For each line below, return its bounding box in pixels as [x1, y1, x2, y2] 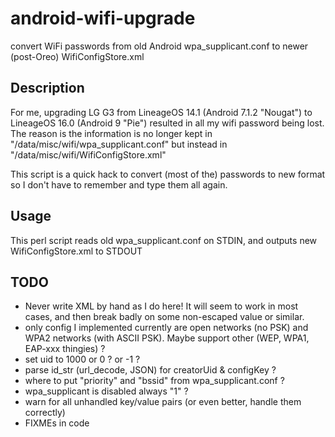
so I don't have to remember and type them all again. [10, 178, 228, 191]
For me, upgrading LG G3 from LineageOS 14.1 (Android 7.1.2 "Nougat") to [10, 106, 313, 118]
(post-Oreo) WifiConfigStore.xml [10, 50, 145, 62]
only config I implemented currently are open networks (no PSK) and [24, 322, 309, 334]
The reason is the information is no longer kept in [10, 127, 213, 139]
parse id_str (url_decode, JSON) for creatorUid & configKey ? [24, 364, 277, 376]
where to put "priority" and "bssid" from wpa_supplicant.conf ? [24, 375, 285, 387]
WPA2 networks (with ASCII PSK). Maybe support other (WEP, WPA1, [24, 332, 310, 344]
